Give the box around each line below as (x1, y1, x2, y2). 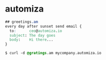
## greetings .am (5, 19, 38, 24)
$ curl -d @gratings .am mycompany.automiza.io (5, 51, 102, 56)
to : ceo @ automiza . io (9, 28, 63, 33)
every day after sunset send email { (5, 24, 82, 29)
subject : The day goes (9, 33, 56, 38)
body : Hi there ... (9, 37, 54, 42)
